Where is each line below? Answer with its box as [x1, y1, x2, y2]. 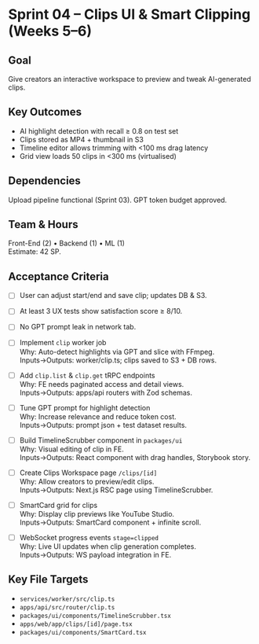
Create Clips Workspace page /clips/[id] [19, 468, 158, 477]
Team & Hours [8, 218, 78, 231]
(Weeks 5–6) [8, 22, 93, 40]
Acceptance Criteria [8, 270, 109, 283]
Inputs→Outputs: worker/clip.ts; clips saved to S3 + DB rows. [19, 355, 217, 365]
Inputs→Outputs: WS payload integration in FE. [19, 550, 172, 559]
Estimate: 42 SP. [8, 247, 61, 256]
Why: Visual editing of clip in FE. [19, 444, 124, 454]
